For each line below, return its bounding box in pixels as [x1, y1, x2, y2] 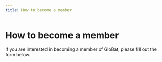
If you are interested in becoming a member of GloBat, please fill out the [5, 46, 157, 52]
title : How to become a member [5, 7, 72, 13]
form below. [5, 51, 31, 57]
